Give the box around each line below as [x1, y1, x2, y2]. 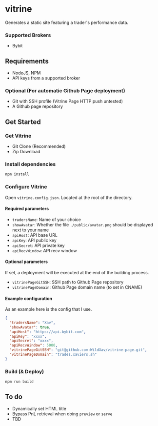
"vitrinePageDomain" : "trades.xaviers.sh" [9, 352, 97, 357]
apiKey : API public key [12, 237, 57, 243]
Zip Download [12, 149, 40, 155]
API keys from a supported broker [12, 75, 80, 81]
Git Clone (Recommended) [12, 143, 66, 149]
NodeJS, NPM [12, 70, 41, 76]
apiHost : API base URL [12, 232, 58, 238]
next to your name [12, 227, 49, 233]
